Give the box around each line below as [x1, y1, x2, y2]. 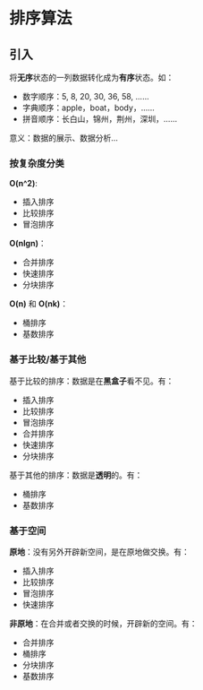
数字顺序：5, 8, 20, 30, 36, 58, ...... [21, 91, 149, 101]
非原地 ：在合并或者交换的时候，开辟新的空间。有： [9, 617, 198, 628]
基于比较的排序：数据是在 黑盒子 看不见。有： [9, 375, 174, 386]
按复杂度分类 [9, 157, 65, 169]
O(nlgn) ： [9, 238, 47, 249]
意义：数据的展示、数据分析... [9, 133, 119, 143]
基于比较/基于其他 [9, 353, 87, 366]
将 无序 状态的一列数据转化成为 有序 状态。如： [9, 73, 174, 82]
